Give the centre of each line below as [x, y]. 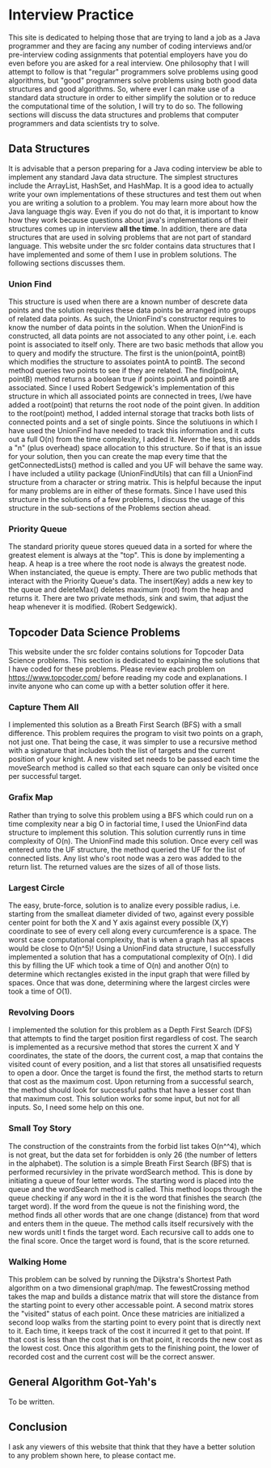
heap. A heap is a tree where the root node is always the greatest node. [127, 564]
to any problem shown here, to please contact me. [92, 1455]
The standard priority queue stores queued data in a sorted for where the [130, 547]
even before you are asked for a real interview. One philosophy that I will [129, 63]
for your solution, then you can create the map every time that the [118, 457]
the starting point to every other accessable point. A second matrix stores [131, 1304]
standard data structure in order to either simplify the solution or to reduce [132, 97]
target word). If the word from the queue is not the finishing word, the [124, 1206]
